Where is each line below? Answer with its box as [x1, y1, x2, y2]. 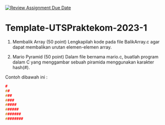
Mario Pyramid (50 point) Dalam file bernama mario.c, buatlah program [12, 53, 158, 59]
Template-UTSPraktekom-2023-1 [5, 22, 147, 33]
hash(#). [12, 64, 30, 70]
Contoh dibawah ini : [5, 74, 48, 80]
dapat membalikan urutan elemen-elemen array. [12, 44, 112, 50]
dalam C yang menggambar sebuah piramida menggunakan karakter [12, 59, 154, 65]
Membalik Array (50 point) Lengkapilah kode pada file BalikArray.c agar [12, 38, 160, 44]
